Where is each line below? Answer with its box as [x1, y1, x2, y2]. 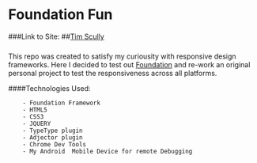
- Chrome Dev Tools [22, 140, 87, 148]
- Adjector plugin [22, 133, 83, 142]
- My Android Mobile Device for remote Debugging [22, 147, 193, 155]
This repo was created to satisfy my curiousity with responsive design [8, 51, 236, 61]
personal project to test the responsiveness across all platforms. [8, 68, 217, 78]
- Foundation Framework [22, 99, 101, 107]
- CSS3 [22, 112, 44, 120]
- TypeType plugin [22, 127, 83, 135]
